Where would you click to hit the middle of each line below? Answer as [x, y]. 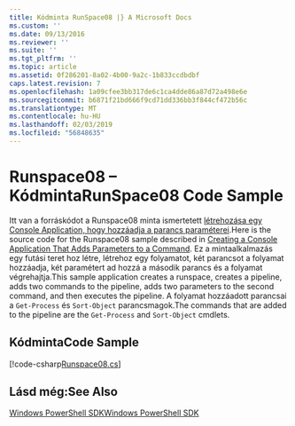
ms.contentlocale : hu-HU [55, 116]
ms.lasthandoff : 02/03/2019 [61, 125]
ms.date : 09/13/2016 [47, 34]
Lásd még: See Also [63, 392]
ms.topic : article [43, 67]
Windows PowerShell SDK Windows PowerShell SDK [104, 413]
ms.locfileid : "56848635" [57, 133]
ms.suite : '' [33, 51]
